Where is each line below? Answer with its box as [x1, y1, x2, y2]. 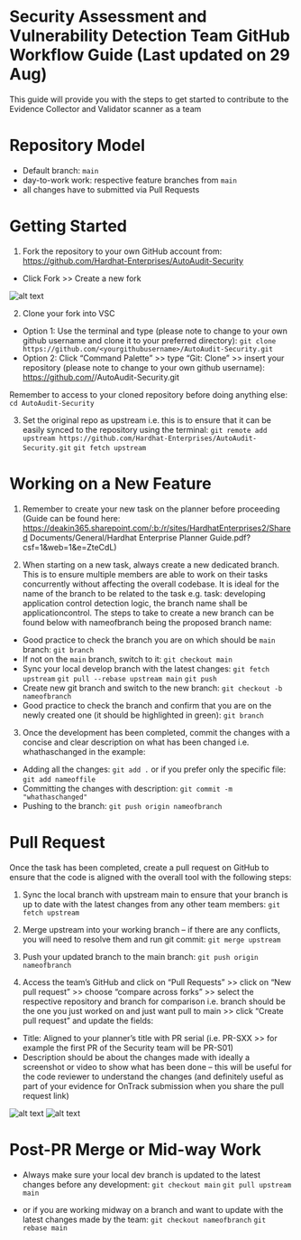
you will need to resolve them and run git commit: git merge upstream [22, 934, 281, 944]
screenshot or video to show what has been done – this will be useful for [22, 1061, 293, 1072]
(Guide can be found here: [22, 512, 121, 523]
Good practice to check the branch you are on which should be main [22, 634, 276, 645]
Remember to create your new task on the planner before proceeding [22, 503, 280, 514]
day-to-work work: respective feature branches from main [22, 174, 237, 185]
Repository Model [9, 136, 146, 155]
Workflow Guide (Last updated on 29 [9, 45, 291, 65]
